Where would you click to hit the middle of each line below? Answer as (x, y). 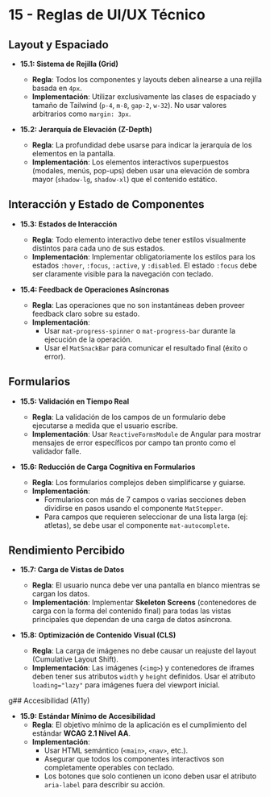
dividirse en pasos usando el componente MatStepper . (134, 508)
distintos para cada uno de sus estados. (98, 248)
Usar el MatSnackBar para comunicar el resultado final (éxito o (146, 347)
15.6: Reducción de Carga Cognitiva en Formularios (108, 467)
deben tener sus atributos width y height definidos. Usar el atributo (143, 677)
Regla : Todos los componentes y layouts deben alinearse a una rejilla (147, 79)
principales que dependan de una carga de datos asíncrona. (132, 620)
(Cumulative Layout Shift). (75, 659)
